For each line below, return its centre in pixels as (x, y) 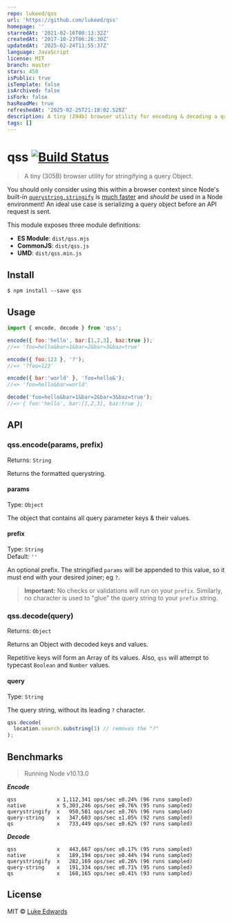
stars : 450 (23, 71)
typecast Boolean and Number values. (59, 665)
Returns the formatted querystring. (57, 473)
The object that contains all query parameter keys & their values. (99, 518)
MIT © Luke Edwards (37, 911)
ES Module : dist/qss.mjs (53, 239)
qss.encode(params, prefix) (55, 445)
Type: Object (25, 504)
